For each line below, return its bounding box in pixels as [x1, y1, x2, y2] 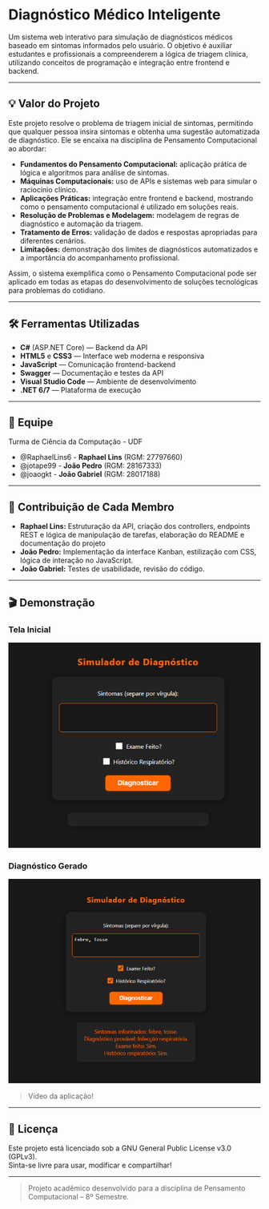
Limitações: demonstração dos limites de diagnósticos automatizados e [19, 244, 259, 254]
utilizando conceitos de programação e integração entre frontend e [8, 58, 231, 67]
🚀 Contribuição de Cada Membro [8, 500, 175, 514]
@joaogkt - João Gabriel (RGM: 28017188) [19, 469, 161, 479]
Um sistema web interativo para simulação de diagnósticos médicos [8, 32, 234, 42]
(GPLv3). [8, 1152, 38, 1162]
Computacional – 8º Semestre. [27, 1192, 130, 1202]
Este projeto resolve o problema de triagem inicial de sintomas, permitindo [8, 118, 254, 127]
